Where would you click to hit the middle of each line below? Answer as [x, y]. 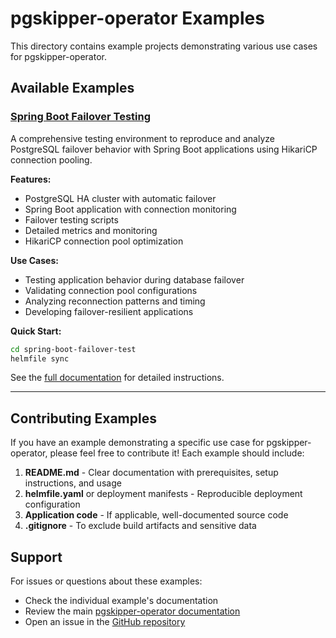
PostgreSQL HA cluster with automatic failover [120, 198]
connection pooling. [51, 159]
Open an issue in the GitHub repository [105, 621]
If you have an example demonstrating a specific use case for [137, 443]
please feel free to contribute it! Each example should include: [177, 453]
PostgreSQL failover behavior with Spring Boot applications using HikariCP [164, 149]
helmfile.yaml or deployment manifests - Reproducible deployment [163, 494]
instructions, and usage [73, 483]
